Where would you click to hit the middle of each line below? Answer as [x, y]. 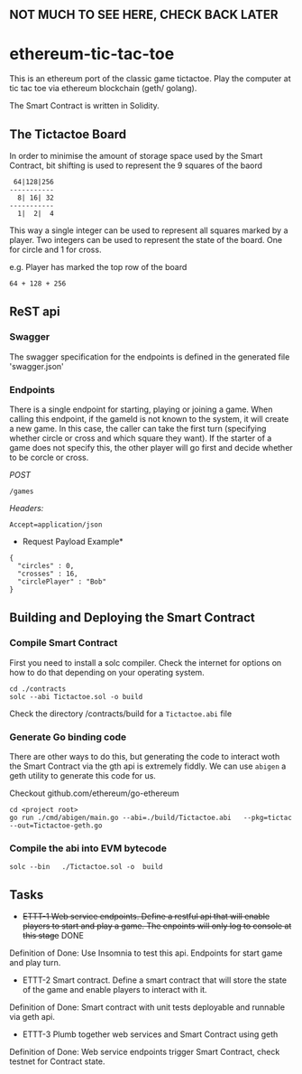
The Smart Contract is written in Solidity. [84, 106]
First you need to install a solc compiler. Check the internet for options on [146, 662]
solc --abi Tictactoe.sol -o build [76, 696]
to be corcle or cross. [49, 458]
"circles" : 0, [46, 566]
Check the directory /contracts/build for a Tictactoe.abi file [121, 714]
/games [22, 491]
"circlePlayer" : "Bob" [62, 582]
